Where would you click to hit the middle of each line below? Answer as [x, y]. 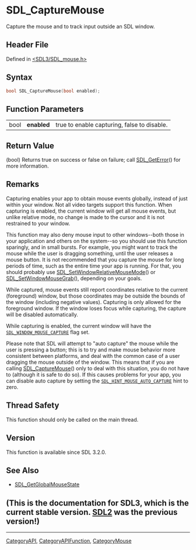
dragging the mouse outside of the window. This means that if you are [90, 362]
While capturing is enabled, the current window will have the [79, 326]
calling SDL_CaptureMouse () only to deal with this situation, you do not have [98, 368]
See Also [22, 470]
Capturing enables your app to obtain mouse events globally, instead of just [97, 198]
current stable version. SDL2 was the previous [92, 512]
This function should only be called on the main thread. [72, 419]
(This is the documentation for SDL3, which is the [98, 503]
